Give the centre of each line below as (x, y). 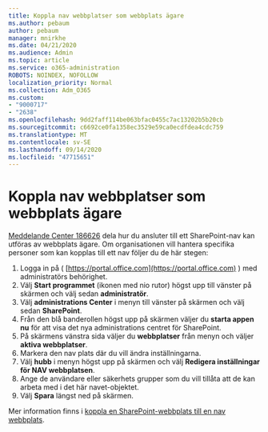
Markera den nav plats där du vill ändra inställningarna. (110, 354)
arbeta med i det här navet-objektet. (80, 387)
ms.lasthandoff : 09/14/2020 (55, 150)
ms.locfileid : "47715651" (51, 157)
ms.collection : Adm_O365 (50, 90)
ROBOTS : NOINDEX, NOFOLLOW (53, 75)
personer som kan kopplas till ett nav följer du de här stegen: (108, 253)
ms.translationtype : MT (48, 134)
